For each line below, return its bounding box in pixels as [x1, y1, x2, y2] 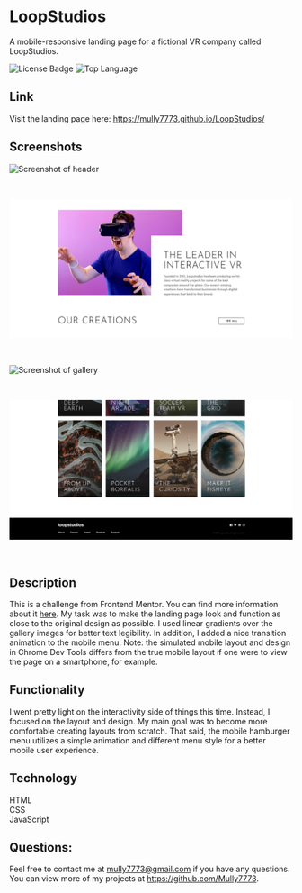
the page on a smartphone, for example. [9, 656, 158, 667]
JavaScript [9, 814, 49, 825]
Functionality [9, 682, 85, 697]
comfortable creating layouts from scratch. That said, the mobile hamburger [9, 725, 290, 736]
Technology [9, 770, 78, 786]
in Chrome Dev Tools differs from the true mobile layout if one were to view [9, 647, 288, 657]
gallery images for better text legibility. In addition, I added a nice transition [9, 628, 287, 638]
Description [9, 575, 76, 590]
